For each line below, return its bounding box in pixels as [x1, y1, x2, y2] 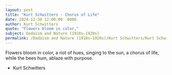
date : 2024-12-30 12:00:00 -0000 [5, 17, 77, 22]
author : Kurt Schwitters [5, 21, 58, 27]
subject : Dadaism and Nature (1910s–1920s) [5, 31, 100, 36]
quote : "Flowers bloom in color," [5, 26, 79, 31]
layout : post [5, 7, 33, 13]
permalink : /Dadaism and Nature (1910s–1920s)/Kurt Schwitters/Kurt [5, 36, 155, 41]
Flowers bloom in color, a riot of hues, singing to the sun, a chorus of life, [5, 49, 160, 56]
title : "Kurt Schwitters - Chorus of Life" [5, 12, 100, 17]
